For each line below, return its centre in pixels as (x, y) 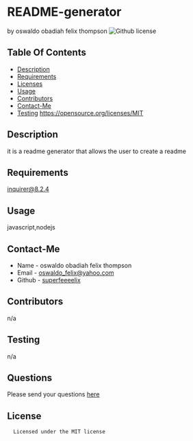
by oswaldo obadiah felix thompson (57, 31)
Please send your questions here (53, 394)
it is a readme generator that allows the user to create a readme (97, 151)
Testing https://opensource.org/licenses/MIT (80, 113)
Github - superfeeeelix (49, 280)
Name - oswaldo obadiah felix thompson (74, 265)
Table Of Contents (47, 53)
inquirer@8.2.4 (28, 189)
